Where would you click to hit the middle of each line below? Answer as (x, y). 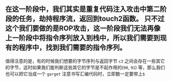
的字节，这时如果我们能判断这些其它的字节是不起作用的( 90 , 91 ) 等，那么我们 (85, 67)
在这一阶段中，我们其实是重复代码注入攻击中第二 (83, 9)
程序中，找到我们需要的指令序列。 (72, 48)
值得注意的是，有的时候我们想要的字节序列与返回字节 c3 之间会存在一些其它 (85, 61)
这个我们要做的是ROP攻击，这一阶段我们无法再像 (83, 28)
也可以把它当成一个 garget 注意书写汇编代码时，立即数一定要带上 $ (75, 74)
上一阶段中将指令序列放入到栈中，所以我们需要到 (83, 38)
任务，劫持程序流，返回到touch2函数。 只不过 (92, 19)
